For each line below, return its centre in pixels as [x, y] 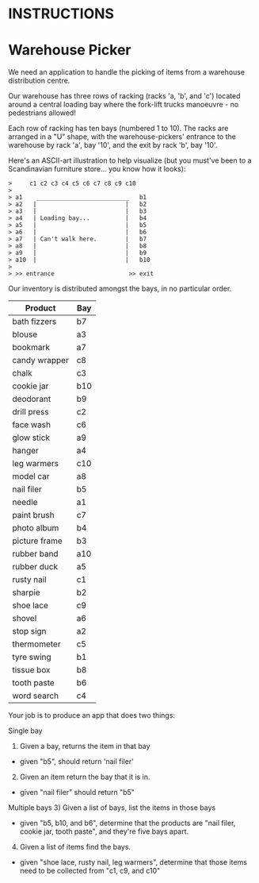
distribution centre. [39, 81]
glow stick [31, 438]
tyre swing [32, 657]
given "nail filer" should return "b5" [77, 792]
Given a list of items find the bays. [75, 847]
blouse [25, 334]
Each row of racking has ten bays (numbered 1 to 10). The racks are [118, 129]
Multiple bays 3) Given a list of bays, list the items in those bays [112, 808]
